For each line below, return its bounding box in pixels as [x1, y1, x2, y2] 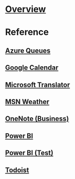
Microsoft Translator [5, 80, 71, 89]
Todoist [5, 165, 29, 174]
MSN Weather [5, 97, 50, 106]
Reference [5, 27, 49, 38]
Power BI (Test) [5, 149, 54, 157]
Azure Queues [5, 46, 51, 55]
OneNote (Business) [5, 114, 69, 123]
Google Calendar [5, 64, 59, 72]
